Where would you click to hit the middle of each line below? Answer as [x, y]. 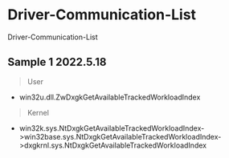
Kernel [38, 112]
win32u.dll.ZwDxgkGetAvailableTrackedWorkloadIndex [110, 97]
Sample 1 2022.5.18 [57, 62]
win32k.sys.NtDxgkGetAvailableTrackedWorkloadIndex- [112, 128]
